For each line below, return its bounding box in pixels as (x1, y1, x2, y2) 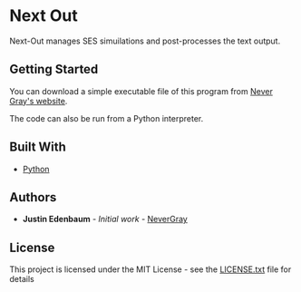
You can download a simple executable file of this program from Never (9, 85, 274, 96)
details (9, 274, 34, 285)
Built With (9, 140, 66, 155)
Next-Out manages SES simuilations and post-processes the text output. (9, 35, 281, 46)
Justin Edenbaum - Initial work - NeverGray (22, 214, 188, 225)
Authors (9, 190, 57, 205)
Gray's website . (9, 95, 68, 106)
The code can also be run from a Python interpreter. (9, 112, 204, 123)
